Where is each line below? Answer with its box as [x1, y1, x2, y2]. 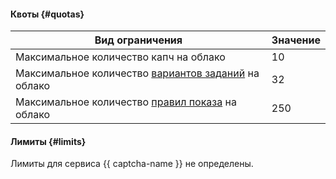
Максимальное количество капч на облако [15, 50, 226, 64]
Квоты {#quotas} [10, 8, 85, 20]
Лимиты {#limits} [10, 135, 87, 147]
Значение [271, 33, 321, 47]
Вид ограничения [94, 33, 183, 47]
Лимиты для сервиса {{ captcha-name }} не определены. [10, 158, 254, 170]
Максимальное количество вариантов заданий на [15, 66, 260, 80]
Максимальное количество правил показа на [15, 95, 237, 109]
